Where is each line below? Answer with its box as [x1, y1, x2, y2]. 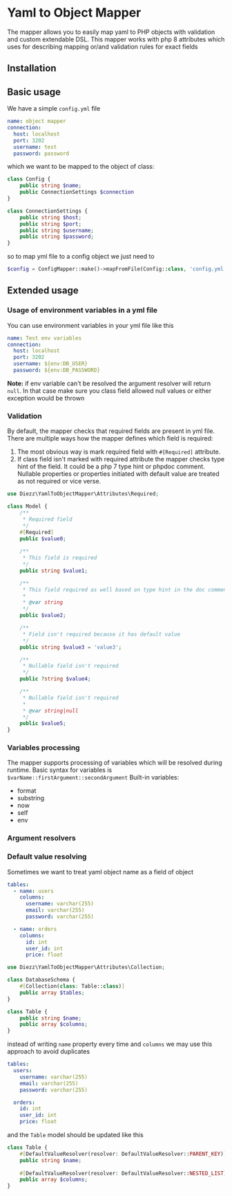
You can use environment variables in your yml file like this [7, 321, 174, 329]
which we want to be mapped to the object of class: [7, 163, 155, 171]
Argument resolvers [7, 834, 76, 843]
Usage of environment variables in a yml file [7, 306, 157, 315]
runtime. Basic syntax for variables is [7, 766, 113, 774]
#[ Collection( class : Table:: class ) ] [19, 983, 126, 990]
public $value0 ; [19, 535, 67, 542]
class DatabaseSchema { [7, 977, 76, 984]
